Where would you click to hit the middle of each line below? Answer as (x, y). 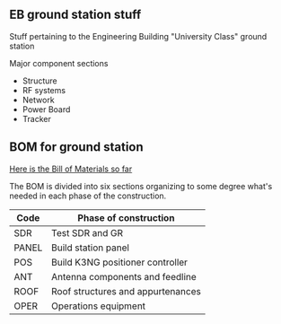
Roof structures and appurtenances (126, 291)
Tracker (36, 118)
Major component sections (59, 63)
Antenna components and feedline (124, 276)
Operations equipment (98, 306)
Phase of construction (126, 217)
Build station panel (90, 248)
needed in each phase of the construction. (88, 196)
